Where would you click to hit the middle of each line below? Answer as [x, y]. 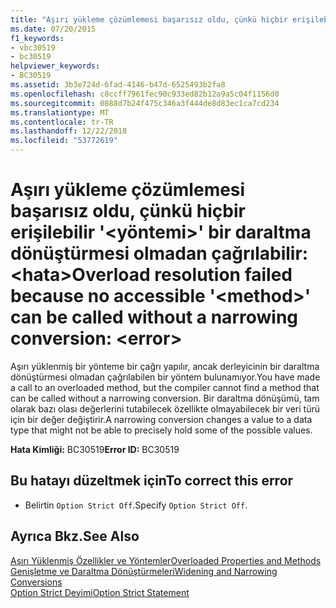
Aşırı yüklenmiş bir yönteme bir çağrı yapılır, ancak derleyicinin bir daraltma [165, 366]
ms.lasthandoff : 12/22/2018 [69, 131]
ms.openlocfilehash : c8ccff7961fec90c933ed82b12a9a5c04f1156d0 [145, 94]
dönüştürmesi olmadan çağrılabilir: [159, 253]
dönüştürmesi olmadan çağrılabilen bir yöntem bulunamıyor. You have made [165, 377]
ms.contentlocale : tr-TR [62, 122]
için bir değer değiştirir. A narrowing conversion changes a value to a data [161, 419]
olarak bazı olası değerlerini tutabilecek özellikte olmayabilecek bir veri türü [165, 408]
